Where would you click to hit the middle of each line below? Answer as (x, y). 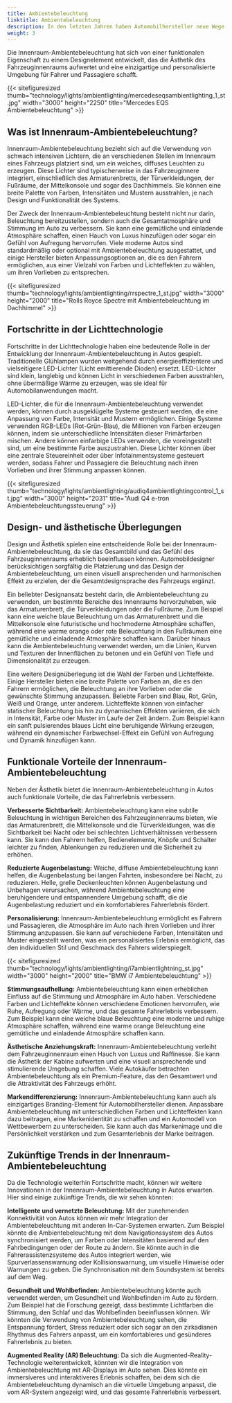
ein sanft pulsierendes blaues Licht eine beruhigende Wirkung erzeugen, (111, 725)
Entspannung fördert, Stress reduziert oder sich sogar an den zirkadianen (112, 1328)
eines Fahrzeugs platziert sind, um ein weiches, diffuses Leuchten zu (106, 163)
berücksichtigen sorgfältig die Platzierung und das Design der (96, 566)
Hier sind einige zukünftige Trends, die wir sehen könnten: (90, 1197)
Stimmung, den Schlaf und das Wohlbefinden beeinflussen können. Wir (109, 1312)
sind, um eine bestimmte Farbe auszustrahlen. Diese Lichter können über (111, 448)
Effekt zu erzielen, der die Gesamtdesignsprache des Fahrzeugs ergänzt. (111, 581)
